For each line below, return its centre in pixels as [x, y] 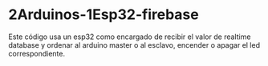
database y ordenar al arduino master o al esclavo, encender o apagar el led [134, 45]
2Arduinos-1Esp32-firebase [104, 15]
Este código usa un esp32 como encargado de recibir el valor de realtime [130, 37]
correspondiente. [37, 53]
